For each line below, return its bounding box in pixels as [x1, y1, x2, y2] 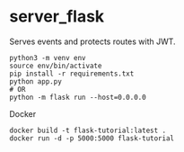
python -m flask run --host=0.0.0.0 [9, 93, 146, 102]
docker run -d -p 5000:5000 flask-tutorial [9, 133, 175, 143]
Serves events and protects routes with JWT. [9, 36, 177, 47]
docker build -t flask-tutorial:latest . [9, 126, 167, 135]
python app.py [9, 76, 63, 86]
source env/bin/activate [9, 61, 102, 70]
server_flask [9, 6, 105, 27]
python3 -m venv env [9, 53, 87, 62]
